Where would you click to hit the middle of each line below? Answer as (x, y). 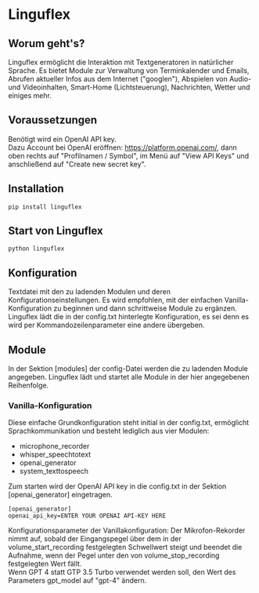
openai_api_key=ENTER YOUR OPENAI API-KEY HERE (87, 516)
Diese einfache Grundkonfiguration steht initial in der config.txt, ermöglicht (129, 423)
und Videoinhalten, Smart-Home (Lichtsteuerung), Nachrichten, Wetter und (129, 87)
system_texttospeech (54, 471)
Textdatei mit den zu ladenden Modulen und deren (89, 292)
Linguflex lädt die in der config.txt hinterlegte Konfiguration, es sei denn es (129, 317)
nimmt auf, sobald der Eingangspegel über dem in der (95, 539)
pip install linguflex (45, 207)
